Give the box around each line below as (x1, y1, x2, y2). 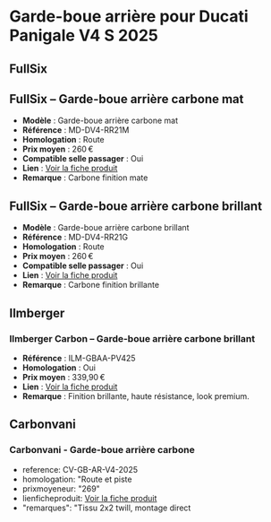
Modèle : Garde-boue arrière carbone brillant (21, 222, 190, 233)
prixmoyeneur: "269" (21, 483, 100, 494)
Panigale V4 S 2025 (9, 25, 158, 46)
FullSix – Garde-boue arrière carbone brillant (9, 198, 262, 213)
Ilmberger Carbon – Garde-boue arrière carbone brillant (9, 332, 256, 344)
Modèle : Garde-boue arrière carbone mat (21, 115, 179, 126)
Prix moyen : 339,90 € (21, 371, 106, 382)
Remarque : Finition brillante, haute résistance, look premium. (21, 390, 250, 401)
